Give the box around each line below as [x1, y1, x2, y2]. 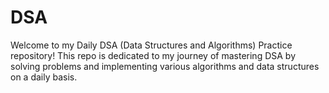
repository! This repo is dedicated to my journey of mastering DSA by [10, 49, 297, 61]
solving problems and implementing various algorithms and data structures [10, 60, 320, 72]
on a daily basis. [10, 71, 78, 83]
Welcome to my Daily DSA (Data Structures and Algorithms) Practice [10, 39, 293, 51]
